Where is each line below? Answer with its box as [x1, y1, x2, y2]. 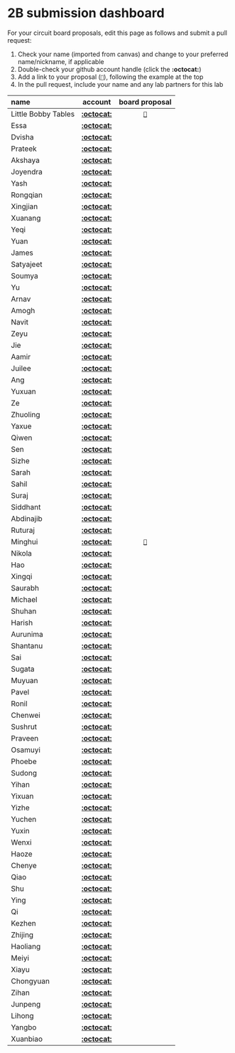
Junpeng [11, 999, 41, 1009]
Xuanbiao [11, 1034, 43, 1044]
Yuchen [11, 814, 37, 824]
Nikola [11, 548, 32, 558]
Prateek [11, 144, 37, 154]
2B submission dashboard [7, 5, 165, 21]
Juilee [11, 363, 31, 373]
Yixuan [11, 791, 34, 801]
